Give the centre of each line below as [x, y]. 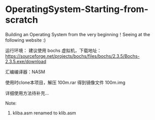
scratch [22, 20]
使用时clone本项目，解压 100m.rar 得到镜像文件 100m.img [65, 82]
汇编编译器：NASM [25, 72]
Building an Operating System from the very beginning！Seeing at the [78, 34]
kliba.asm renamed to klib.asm [44, 113]
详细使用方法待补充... [27, 93]
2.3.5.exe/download [26, 61]
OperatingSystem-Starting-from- [77, 9]
